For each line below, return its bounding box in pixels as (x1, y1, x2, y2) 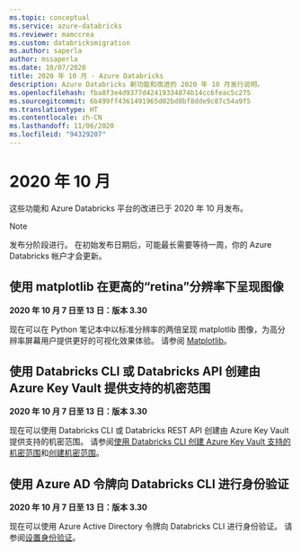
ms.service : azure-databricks (9, 22, 123, 31)
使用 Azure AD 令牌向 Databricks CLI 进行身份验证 (9, 477, 289, 492)
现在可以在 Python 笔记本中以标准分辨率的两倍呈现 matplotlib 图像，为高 (9, 324, 279, 335)
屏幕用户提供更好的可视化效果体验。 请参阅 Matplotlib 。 (24, 335, 232, 345)
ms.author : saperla (9, 47, 83, 56)
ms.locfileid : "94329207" (9, 130, 106, 139)
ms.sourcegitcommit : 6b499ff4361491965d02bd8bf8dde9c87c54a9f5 (9, 96, 252, 106)
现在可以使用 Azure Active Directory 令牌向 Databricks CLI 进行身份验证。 (9, 521, 283, 532)
